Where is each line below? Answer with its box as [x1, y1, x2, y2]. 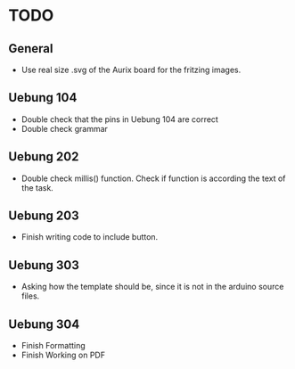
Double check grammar [20, 123, 109, 134]
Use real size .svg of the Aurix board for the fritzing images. [20, 64, 242, 75]
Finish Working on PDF [20, 349, 106, 361]
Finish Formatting [20, 340, 86, 351]
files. [20, 291, 40, 301]
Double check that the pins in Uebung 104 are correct [20, 113, 219, 125]
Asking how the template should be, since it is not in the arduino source [20, 282, 284, 292]
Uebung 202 [8, 149, 79, 165]
